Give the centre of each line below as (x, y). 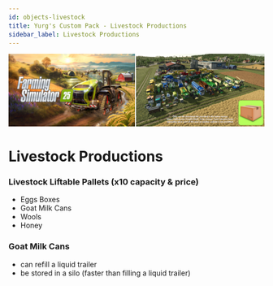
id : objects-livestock (47, 17)
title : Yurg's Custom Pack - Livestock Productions (97, 26)
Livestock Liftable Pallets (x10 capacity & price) (104, 181)
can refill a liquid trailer (58, 264)
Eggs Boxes (40, 200)
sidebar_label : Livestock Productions (74, 34)
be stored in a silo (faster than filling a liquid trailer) (105, 273)
